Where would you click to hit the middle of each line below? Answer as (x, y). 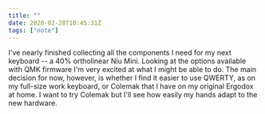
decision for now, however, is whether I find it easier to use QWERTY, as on (132, 78)
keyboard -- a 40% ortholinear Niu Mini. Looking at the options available (127, 61)
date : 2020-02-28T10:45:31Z (55, 23)
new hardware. (33, 103)
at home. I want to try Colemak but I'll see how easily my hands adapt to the (133, 95)
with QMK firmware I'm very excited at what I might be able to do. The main (132, 70)
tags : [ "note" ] (34, 30)
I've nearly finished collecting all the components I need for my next (120, 53)
